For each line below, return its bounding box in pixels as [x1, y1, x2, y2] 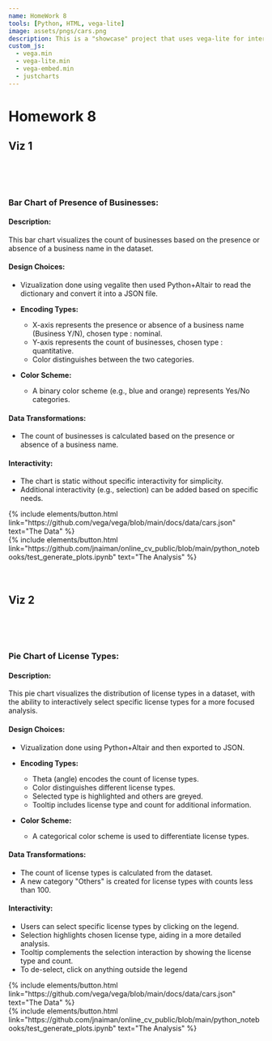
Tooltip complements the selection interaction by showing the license [19, 947, 252, 957]
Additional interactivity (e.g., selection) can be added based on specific [19, 485, 259, 495]
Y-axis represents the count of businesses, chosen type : [32, 337, 223, 347]
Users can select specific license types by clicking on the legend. [19, 921, 240, 931]
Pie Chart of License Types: [8, 650, 120, 662]
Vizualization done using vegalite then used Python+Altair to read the [19, 280, 252, 289]
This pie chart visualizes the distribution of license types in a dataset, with [8, 688, 256, 698]
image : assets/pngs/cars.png [8, 27, 107, 35]
